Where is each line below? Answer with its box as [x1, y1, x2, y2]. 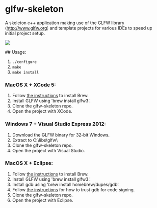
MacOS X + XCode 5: [5, 81, 56, 88]
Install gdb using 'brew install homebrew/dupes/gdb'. [12, 181, 120, 187]
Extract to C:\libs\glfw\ [12, 137, 58, 143]
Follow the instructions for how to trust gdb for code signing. [12, 186, 135, 193]
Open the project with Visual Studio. [12, 147, 85, 153]
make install [12, 70, 39, 75]
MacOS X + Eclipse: [5, 160, 53, 167]
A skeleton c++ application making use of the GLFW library [5, 20, 125, 26]
